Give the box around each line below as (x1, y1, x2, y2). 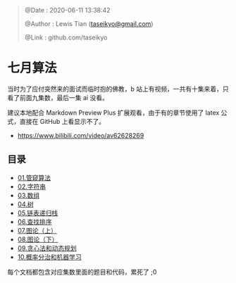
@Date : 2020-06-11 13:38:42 (24, 6, 111, 14)
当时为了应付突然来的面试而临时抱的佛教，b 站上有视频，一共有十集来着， (7, 84, 223, 93)
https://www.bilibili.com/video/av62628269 (17, 131, 144, 139)
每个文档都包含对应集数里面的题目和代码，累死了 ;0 (7, 268, 157, 276)
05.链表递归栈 (17, 208, 58, 217)
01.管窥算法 (17, 173, 51, 182)
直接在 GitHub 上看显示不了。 (19, 117, 106, 125)
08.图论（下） (17, 235, 58, 244)
